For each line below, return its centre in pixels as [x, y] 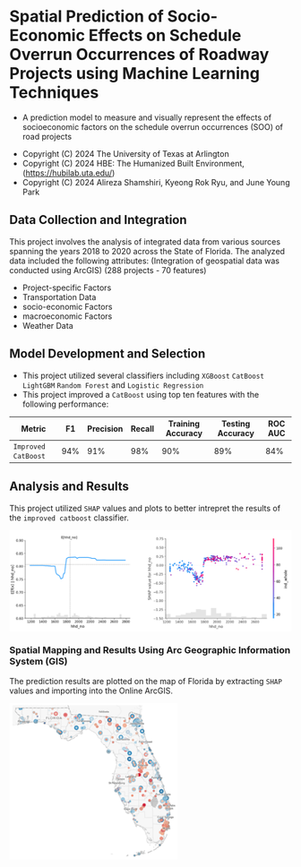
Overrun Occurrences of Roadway [139, 55]
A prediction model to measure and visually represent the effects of [146, 117]
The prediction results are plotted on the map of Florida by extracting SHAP [146, 681]
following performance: [65, 404]
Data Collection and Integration [98, 220]
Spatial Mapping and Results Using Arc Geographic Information [150, 650]
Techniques [54, 93]
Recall [142, 428]
